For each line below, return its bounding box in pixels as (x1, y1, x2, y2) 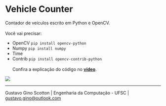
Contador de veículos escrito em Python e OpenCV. (5, 20, 110, 26)
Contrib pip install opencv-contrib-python (12, 55, 102, 61)
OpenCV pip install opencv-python (12, 40, 86, 46)
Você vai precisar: (5, 30, 42, 36)
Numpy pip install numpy (12, 45, 66, 51)
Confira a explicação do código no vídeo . (12, 66, 97, 72)
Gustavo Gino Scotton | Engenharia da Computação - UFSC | (5, 90, 129, 96)
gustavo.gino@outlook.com (5, 95, 61, 101)
